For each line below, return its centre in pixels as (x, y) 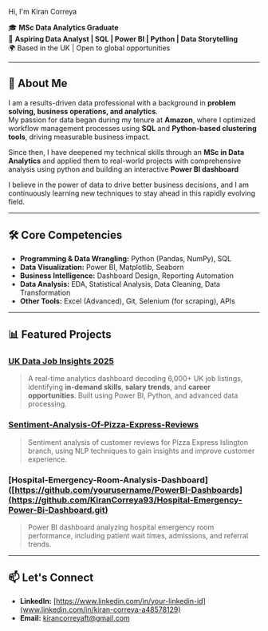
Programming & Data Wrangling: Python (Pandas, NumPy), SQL (126, 258)
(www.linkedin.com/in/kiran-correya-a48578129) (100, 609)
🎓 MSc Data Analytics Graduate (63, 28)
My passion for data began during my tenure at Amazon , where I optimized (132, 120)
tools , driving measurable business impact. (79, 137)
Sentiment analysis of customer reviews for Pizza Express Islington (138, 442)
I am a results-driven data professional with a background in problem (122, 102)
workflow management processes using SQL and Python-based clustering (132, 128)
